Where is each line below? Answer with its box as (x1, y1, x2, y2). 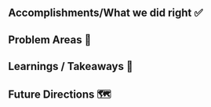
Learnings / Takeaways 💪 (8, 60, 133, 73)
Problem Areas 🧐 (8, 33, 92, 46)
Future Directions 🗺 (8, 87, 111, 101)
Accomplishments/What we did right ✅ (8, 6, 203, 20)
